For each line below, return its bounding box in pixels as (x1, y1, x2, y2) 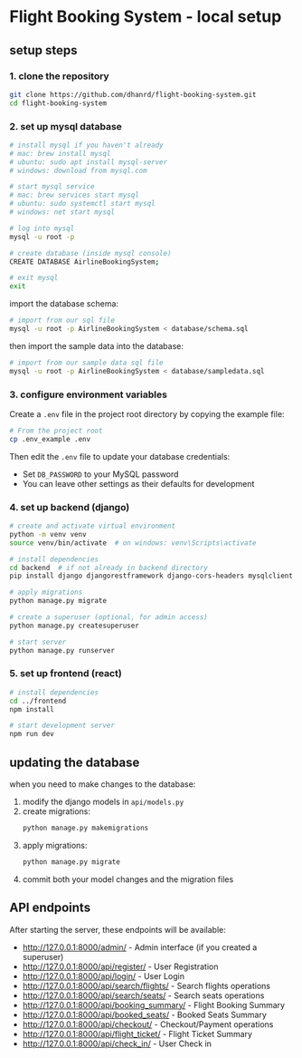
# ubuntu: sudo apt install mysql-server (9, 157, 168, 167)
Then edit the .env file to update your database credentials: (9, 451, 231, 461)
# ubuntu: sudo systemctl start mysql (9, 199, 156, 209)
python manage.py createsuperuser (9, 621, 140, 630)
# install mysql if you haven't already (9, 141, 165, 150)
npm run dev (9, 730, 54, 739)
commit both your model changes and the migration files (22, 873, 234, 885)
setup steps (9, 43, 79, 58)
